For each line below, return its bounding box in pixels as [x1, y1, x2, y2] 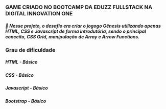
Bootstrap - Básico [5, 98, 46, 104]
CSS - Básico [5, 72, 34, 78]
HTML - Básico [5, 59, 38, 65]
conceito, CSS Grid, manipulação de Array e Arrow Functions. [5, 33, 140, 39]
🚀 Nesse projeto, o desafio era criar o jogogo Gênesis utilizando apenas [5, 23, 161, 29]
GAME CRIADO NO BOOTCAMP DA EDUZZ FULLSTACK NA [5, 4, 153, 11]
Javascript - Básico [5, 85, 49, 91]
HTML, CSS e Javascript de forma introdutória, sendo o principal [5, 28, 147, 34]
